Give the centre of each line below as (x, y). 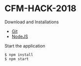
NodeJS (20, 36)
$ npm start (17, 59)
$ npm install (19, 55)
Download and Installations (32, 22)
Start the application (25, 46)
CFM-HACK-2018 (40, 8)
